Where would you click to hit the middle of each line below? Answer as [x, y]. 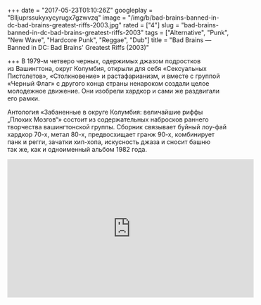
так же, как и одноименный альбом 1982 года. [77, 149]
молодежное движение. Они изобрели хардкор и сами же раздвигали [114, 91]
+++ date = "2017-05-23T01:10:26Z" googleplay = [80, 10]
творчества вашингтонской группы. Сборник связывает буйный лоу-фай [117, 127]
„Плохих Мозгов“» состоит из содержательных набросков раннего [108, 119]
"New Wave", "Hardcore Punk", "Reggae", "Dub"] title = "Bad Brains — [109, 40]
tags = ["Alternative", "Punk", [187, 32]
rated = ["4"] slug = [151, 25]
